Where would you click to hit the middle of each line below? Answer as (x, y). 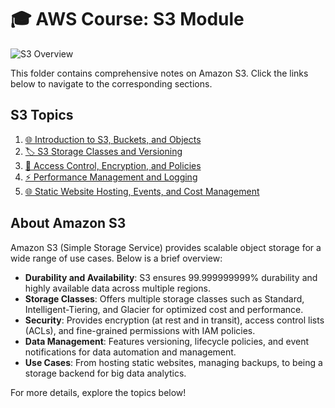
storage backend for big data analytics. (105, 373)
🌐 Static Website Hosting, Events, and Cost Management (142, 191)
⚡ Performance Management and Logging (111, 177)
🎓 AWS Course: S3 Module (127, 19)
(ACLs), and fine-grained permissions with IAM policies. (140, 330)
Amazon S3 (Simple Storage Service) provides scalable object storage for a (166, 247)
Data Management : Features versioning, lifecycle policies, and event (167, 341)
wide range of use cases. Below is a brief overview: (116, 258)
